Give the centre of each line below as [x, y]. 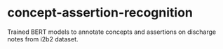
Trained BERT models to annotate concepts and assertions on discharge [111, 32]
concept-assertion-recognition [100, 13]
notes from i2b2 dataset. [43, 39]
